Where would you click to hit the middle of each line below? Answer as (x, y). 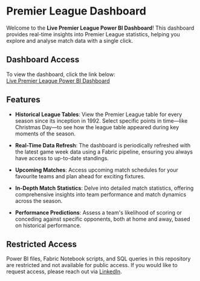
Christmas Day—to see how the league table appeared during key (97, 127)
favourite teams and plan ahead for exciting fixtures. (80, 176)
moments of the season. (45, 134)
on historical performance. (48, 225)
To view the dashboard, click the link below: (61, 74)
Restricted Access (42, 244)
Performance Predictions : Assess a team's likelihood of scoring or (98, 212)
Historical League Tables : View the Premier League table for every (98, 114)
